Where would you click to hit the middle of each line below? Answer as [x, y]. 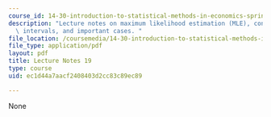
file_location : [34, 38]
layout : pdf [28, 53]
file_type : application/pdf [56, 46]
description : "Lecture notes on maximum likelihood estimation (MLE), [129, 23]
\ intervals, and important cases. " [79, 31]
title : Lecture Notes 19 [50, 61]
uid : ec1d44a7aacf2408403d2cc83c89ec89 [75, 76]
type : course [30, 69]
